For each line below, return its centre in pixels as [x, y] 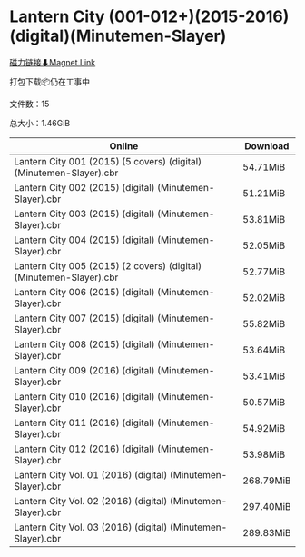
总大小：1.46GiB [40, 123]
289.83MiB [267, 532]
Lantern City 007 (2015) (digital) [85, 318]
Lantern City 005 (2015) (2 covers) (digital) [108, 265]
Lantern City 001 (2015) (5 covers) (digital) [108, 161]
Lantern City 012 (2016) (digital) [85, 449]
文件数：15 [30, 104]
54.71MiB [264, 167]
